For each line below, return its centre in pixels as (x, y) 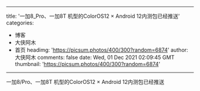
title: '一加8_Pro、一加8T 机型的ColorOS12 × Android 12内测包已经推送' (93, 16)
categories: (20, 23)
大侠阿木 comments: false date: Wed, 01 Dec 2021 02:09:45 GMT (94, 57)
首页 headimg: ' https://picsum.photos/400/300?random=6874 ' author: (101, 50)
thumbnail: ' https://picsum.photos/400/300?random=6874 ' (87, 64)
